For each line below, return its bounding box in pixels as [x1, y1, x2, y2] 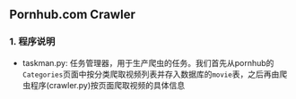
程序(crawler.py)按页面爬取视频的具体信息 [30, 79, 186, 90]
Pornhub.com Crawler [9, 7, 136, 22]
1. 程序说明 [9, 36, 56, 48]
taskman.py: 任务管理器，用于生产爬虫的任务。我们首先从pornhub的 [22, 57, 274, 68]
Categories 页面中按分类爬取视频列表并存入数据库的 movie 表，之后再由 [22, 69, 280, 79]
